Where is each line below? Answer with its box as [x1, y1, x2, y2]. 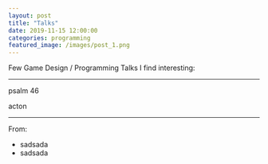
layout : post [8, 11, 52, 20]
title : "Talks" [8, 19, 59, 27]
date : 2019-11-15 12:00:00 [8, 26, 98, 34]
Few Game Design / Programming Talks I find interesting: [8, 63, 195, 72]
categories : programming [8, 33, 91, 42]
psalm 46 [8, 86, 40, 96]
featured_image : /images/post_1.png [8, 41, 130, 49]
